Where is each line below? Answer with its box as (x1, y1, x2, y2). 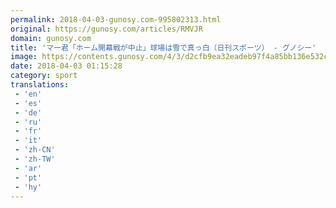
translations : (10, 80, 70, 90)
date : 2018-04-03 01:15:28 (10, 61, 123, 71)
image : (10, 52, 38, 62)
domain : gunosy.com (10, 33, 92, 43)
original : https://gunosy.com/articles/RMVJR (10, 24, 203, 34)
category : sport (10, 71, 78, 81)
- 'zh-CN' (14, 145, 56, 155)
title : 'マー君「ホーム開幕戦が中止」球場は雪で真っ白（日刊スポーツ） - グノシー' (10, 42, 317, 53)
